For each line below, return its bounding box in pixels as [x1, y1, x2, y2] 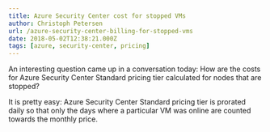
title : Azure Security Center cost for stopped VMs [8, 11, 186, 20]
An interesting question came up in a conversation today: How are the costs [8, 64, 261, 74]
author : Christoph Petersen [8, 19, 103, 28]
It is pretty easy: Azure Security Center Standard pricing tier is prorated [8, 97, 247, 107]
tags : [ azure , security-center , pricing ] [8, 42, 150, 50]
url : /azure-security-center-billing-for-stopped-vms [8, 27, 194, 35]
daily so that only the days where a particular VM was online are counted [8, 106, 251, 116]
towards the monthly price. [8, 114, 99, 124]
